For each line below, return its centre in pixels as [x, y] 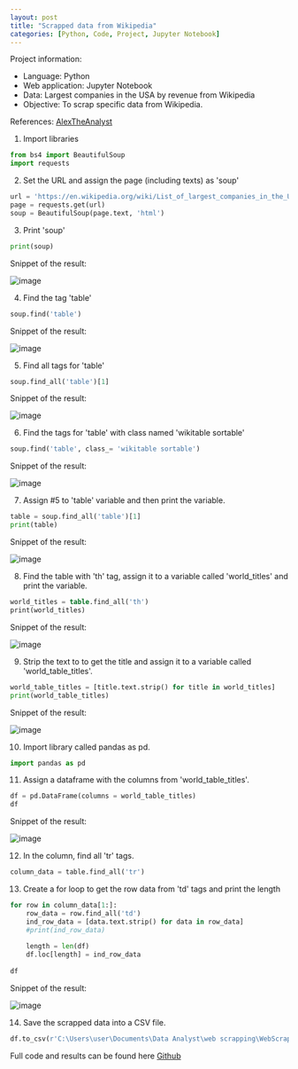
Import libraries [50, 139]
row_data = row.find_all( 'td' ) [84, 913]
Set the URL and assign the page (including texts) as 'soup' [131, 181]
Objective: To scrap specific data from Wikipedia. [113, 105]
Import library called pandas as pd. [86, 747]
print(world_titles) [48, 610]
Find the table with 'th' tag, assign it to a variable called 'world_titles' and [155, 576]
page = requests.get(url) [57, 205]
